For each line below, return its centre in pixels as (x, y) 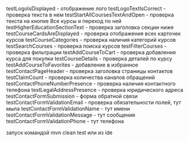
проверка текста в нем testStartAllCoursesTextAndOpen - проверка (90, 15)
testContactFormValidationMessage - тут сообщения (71, 115)
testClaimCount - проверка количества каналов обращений (81, 77)
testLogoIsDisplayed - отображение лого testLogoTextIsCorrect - (86, 9)
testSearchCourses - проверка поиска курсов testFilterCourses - (87, 46)
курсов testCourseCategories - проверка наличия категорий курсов (91, 40)
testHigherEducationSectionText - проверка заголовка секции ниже (90, 27)
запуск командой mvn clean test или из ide (59, 133)
